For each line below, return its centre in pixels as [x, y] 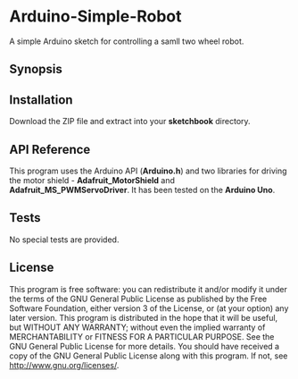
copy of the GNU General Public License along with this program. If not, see [149, 356]
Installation [41, 100]
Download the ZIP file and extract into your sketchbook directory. [130, 122]
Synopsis [36, 69]
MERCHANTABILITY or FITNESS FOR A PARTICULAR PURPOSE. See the [142, 336]
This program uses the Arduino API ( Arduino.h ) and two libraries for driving [148, 171]
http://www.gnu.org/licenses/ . [64, 365]
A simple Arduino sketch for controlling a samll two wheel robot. [127, 41]
